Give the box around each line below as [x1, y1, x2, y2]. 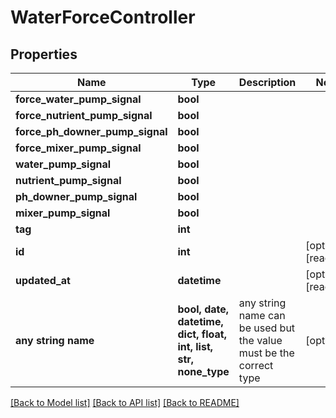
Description [238, 76, 297, 89]
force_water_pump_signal [15, 92, 142, 106]
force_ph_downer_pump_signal [15, 125, 168, 138]
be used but [238, 321, 296, 335]
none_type [177, 365, 230, 378]
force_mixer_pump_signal [15, 141, 142, 155]
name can [238, 309, 286, 322]
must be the [238, 346, 295, 360]
